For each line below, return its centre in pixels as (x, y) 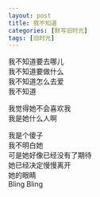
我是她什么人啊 (33, 118)
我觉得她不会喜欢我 (40, 108)
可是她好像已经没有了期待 (50, 156)
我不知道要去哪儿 (36, 61)
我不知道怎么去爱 (36, 81)
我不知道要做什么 (36, 72)
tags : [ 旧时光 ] (32, 38)
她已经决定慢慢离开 (40, 165)
